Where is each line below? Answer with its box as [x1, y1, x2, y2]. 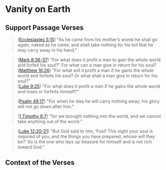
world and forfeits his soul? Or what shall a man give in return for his [17, 73, 158, 78]
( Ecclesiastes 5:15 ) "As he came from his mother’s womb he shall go [17, 36, 158, 42]
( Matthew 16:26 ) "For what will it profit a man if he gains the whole [17, 67, 154, 73]
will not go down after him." [17, 104, 74, 109]
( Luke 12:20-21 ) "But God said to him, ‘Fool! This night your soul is [17, 128, 153, 134]
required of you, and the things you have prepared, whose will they [17, 134, 156, 139]
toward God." [17, 144, 45, 150]
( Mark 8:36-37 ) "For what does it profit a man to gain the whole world [17, 57, 161, 63]
